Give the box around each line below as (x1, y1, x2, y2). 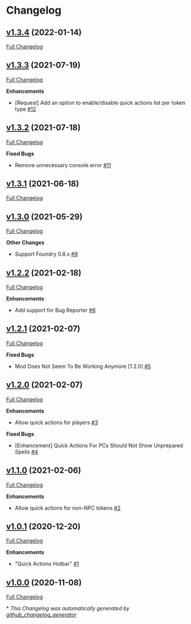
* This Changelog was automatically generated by (6, 605, 130, 612)
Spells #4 (14, 448, 39, 455)
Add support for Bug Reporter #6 (14, 307, 96, 314)
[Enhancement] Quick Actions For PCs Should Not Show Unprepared (14, 441, 183, 449)
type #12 (14, 105, 37, 112)
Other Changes (6, 239, 44, 246)
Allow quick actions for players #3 (14, 419, 98, 426)
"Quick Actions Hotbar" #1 (14, 560, 79, 567)
